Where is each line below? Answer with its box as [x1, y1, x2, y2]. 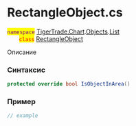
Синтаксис [7, 65, 46, 75]
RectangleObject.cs [7, 5, 123, 21]
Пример [7, 97, 36, 107]
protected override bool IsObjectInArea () [7, 81, 131, 88]
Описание [7, 48, 36, 56]
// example [7, 112, 38, 119]
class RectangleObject [19, 34, 84, 42]
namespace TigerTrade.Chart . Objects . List [7, 27, 120, 36]
